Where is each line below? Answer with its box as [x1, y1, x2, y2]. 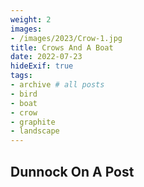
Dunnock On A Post [10, 163, 135, 180]
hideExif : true [10, 61, 74, 71]
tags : [10, 71, 33, 81]
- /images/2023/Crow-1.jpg [10, 33, 123, 43]
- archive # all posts [10, 80, 105, 90]
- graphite [10, 117, 56, 127]
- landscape [10, 126, 60, 136]
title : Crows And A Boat [10, 42, 114, 53]
